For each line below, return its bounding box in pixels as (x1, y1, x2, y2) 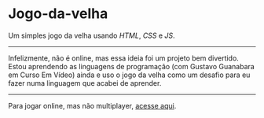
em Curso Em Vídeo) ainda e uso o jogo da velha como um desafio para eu (8, 70, 251, 79)
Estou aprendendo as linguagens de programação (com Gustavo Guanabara (8, 61, 255, 71)
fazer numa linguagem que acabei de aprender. (8, 78, 162, 87)
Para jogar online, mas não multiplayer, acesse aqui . (8, 101, 177, 110)
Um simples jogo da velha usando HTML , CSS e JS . (8, 31, 175, 40)
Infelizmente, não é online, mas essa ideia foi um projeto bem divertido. (8, 53, 240, 63)
